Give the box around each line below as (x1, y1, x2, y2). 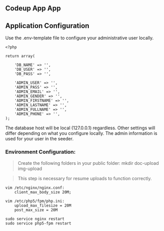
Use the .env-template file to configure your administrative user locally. (5, 35, 154, 41)
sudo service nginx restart (5, 216, 65, 221)
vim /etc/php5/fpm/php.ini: (5, 198, 65, 204)
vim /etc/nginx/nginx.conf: (5, 185, 65, 190)
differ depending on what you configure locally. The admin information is (5, 130, 157, 136)
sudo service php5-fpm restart (5, 221, 72, 226)
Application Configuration (5, 21, 90, 30)
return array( (5, 53, 36, 59)
